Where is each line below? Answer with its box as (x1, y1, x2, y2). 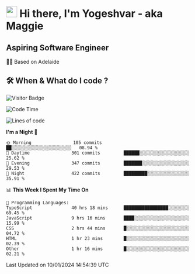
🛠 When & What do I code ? (6, 76, 109, 86)
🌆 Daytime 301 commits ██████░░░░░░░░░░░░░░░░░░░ (6, 150, 190, 156)
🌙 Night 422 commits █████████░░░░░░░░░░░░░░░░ (6, 170, 190, 176)
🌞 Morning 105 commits (6, 139, 102, 146)
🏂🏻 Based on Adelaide (6, 59, 60, 65)
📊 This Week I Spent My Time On (6, 186, 89, 193)
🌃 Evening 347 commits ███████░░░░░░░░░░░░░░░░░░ (6, 160, 190, 166)
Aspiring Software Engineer (6, 43, 109, 53)
